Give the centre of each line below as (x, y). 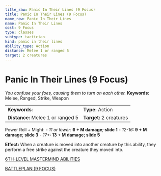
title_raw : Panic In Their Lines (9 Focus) (50, 10)
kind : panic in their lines (34, 42)
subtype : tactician (25, 37)
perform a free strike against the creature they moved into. (64, 150)
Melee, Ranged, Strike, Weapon (37, 98)
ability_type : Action (27, 46)
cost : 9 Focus (20, 28)
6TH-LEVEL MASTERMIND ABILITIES (42, 159)
